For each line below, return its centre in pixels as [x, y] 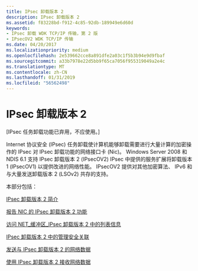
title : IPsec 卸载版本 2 [35, 12]
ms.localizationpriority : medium [47, 50]
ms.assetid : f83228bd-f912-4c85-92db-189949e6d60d [70, 22]
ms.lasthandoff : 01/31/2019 [41, 78]
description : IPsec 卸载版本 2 [43, 17]
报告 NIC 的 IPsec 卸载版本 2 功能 [47, 211]
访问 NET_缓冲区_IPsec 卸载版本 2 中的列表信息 [64, 224]
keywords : [18, 28]
